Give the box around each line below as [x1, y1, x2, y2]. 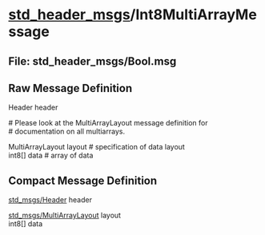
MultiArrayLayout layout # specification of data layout [8, 142, 186, 152]
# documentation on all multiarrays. [8, 126, 126, 137]
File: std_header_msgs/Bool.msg [8, 54, 177, 68]
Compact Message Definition [8, 173, 158, 187]
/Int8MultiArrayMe [130, 6, 258, 24]
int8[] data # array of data [8, 150, 94, 161]
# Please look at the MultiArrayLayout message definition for [8, 118, 208, 128]
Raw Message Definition [8, 82, 133, 95]
